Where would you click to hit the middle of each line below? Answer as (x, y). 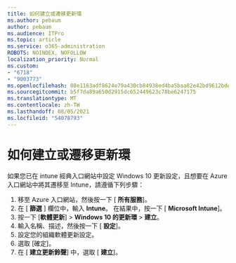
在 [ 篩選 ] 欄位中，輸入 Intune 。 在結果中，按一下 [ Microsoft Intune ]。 (122, 208)
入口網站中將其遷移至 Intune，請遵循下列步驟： (76, 184)
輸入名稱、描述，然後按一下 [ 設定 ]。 (71, 226)
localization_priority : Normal (53, 60)
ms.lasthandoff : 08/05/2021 (48, 112)
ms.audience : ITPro (36, 33)
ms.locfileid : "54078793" (45, 118)
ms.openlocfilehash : (38, 86)
